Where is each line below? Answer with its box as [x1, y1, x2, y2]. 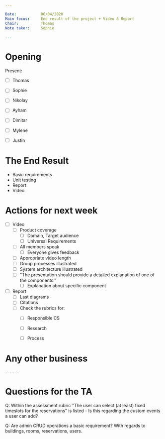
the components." [19, 277, 57, 284]
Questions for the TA [5, 386, 93, 397]
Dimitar [12, 117, 27, 123]
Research [27, 325, 47, 331]
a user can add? [5, 413, 38, 419]
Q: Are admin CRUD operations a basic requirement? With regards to [5, 423, 146, 429]
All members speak [19, 243, 60, 249]
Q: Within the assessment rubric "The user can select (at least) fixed [5, 402, 146, 408]
